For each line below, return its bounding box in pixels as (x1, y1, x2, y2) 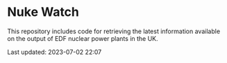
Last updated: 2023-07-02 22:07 (7, 48, 102, 56)
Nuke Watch (7, 4, 80, 20)
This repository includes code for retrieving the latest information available (7, 27, 221, 35)
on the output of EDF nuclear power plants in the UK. (7, 34, 158, 42)
